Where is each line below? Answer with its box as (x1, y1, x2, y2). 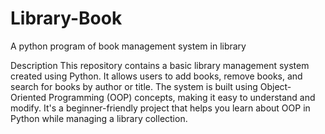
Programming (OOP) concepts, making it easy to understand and (48, 91, 316, 103)
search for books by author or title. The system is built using (10, 80, 258, 92)
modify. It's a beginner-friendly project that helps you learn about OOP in (10, 102, 311, 114)
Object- (259, 80, 292, 92)
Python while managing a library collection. (10, 112, 188, 124)
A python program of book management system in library (10, 40, 247, 52)
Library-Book (10, 7, 123, 30)
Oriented (10, 91, 47, 103)
